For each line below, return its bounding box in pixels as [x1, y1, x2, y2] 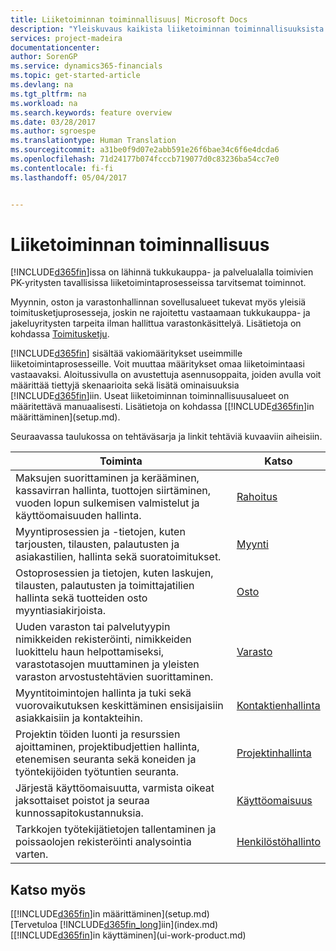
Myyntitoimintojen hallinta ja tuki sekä [15, 686, 192, 700]
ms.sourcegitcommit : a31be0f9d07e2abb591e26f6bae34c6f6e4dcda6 [10, 145, 280, 155]
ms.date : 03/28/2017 [10, 117, 97, 127]
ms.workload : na [10, 98, 78, 108]
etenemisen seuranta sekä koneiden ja [15, 752, 197, 766]
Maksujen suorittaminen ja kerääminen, [15, 471, 200, 485]
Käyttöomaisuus [236, 794, 313, 808]
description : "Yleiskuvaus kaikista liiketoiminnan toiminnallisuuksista [10, 24, 325, 34]
